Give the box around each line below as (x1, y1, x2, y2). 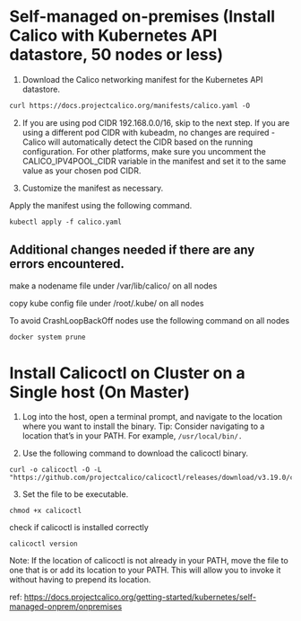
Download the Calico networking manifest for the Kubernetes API (21, 74, 263, 84)
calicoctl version (9, 539, 78, 549)
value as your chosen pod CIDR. (21, 164, 142, 176)
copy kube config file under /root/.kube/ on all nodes (9, 297, 204, 308)
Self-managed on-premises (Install (9, 6, 276, 27)
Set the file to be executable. (21, 489, 129, 500)
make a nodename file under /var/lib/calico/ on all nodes (9, 280, 218, 291)
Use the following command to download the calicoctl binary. (21, 448, 249, 459)
